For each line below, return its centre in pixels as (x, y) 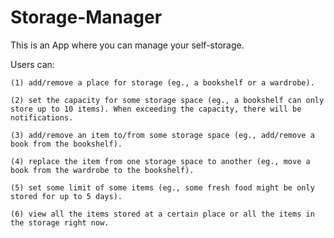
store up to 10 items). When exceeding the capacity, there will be (156, 109)
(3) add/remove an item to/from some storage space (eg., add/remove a (162, 135)
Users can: (32, 64)
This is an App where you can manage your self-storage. (127, 45)
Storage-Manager (86, 17)
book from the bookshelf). (66, 144)
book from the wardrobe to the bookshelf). (102, 170)
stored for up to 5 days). (66, 196)
